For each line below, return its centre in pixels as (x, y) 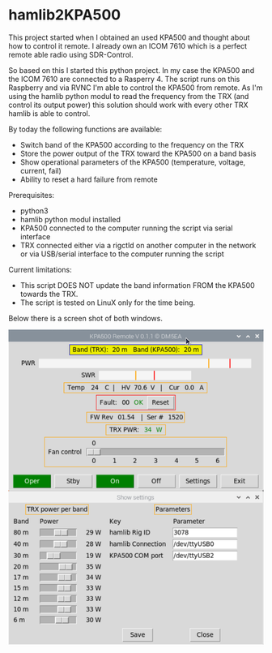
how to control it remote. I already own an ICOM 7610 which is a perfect (128, 45)
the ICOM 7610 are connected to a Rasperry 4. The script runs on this (124, 79)
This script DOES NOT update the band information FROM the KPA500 (137, 285)
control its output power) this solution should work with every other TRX (128, 105)
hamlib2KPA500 (65, 15)
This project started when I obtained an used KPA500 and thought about (129, 37)
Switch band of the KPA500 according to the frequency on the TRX (132, 144)
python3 (34, 211)
